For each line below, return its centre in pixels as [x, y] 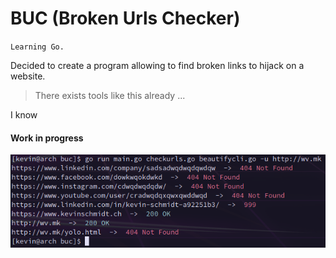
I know [24, 114]
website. [28, 76]
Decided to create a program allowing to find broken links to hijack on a [157, 65]
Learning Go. [37, 47]
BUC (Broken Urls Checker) [125, 18]
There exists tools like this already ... [110, 95]
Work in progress [47, 138]
